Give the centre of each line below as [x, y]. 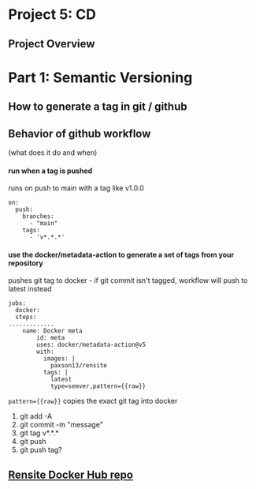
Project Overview [52, 44]
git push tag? [41, 450]
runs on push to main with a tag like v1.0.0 [76, 188]
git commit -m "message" [61, 425]
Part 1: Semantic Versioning [100, 77]
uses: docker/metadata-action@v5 [91, 345]
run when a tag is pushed [50, 171]
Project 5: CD [52, 15]
